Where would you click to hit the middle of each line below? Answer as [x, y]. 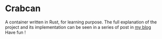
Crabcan [23, 9]
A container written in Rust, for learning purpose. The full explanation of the [81, 22]
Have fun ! [15, 32]
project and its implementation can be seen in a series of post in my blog [78, 27]
